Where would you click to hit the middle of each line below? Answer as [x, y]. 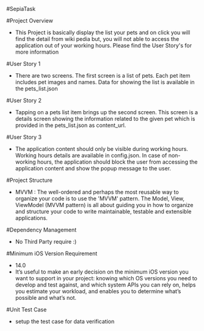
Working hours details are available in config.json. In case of [91, 155]
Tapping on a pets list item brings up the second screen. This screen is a [107, 112]
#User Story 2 [24, 100]
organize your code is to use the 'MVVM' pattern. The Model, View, [100, 198]
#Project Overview [30, 20]
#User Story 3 [24, 137]
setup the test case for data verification [65, 321]
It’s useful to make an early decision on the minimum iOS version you [102, 272]
